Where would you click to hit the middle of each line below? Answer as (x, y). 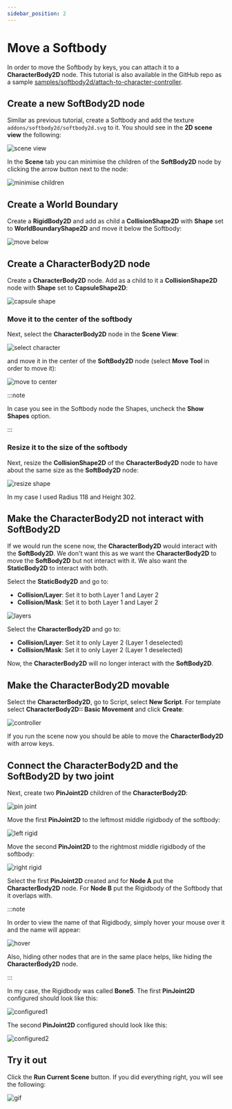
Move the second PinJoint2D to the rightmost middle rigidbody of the (106, 847)
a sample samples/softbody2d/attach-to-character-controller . (95, 82)
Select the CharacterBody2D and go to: (64, 629)
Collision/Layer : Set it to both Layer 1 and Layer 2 (88, 595)
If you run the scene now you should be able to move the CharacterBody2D (115, 736)
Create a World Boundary (63, 204)
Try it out (27, 1060)
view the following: (34, 135)
